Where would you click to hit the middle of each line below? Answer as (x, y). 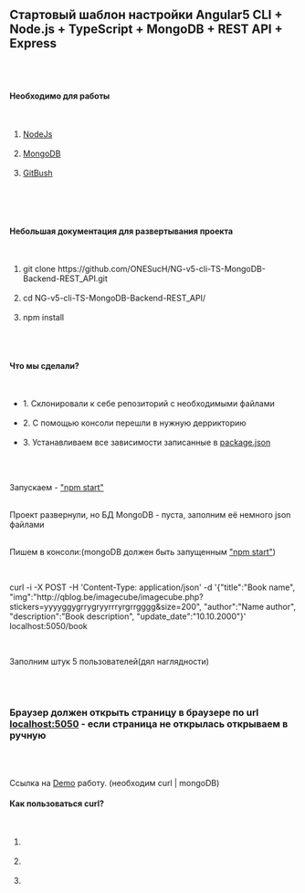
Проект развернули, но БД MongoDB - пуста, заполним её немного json (150, 515)
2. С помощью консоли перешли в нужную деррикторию (134, 423)
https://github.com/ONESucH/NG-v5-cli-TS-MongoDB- (162, 269)
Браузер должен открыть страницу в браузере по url (134, 713)
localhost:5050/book (49, 626)
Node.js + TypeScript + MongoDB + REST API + (146, 30)
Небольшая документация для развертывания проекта (121, 231)
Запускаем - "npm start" (57, 488)
